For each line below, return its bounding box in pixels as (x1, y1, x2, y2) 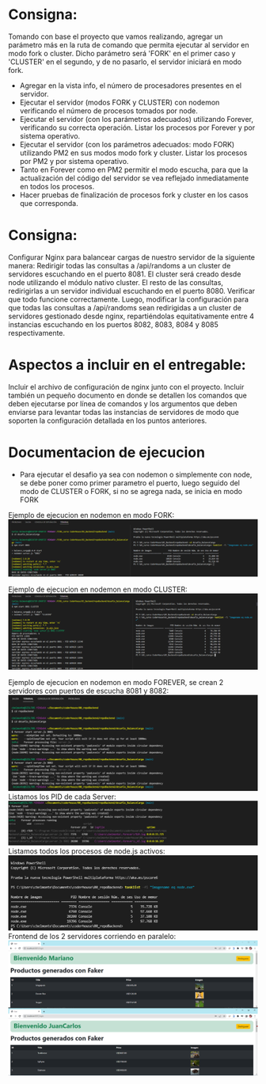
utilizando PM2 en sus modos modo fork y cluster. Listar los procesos (19, 148, 248, 158)
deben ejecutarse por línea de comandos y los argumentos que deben (8, 398, 237, 409)
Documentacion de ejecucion (8, 443, 206, 461)
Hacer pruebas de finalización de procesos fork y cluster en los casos (19, 190, 249, 200)
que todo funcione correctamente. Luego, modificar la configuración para (8, 295, 249, 304)
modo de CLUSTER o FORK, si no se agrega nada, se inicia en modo (19, 486, 243, 496)
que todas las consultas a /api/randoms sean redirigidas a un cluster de (8, 302, 241, 312)
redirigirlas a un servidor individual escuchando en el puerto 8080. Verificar (8, 286, 256, 295)
